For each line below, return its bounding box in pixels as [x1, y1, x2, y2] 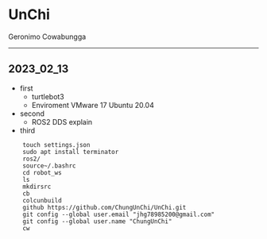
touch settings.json [22, 141, 91, 148]
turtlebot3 [31, 91, 65, 101]
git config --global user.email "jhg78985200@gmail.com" [22, 210, 215, 218]
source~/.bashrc [22, 161, 77, 170]
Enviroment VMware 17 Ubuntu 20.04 [31, 100, 155, 110]
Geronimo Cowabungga [8, 32, 87, 41]
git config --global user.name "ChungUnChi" [22, 217, 172, 226]
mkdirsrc [22, 183, 52, 191]
